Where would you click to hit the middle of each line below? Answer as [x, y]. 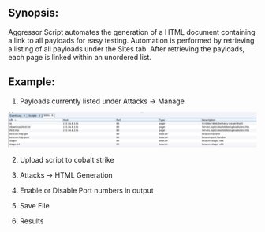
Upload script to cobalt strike [67, 159]
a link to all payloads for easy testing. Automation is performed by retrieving [131, 40]
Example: [32, 82]
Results [32, 221]
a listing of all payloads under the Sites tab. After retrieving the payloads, [127, 49]
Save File [34, 205]
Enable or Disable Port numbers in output [86, 190]
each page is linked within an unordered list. [80, 57]
